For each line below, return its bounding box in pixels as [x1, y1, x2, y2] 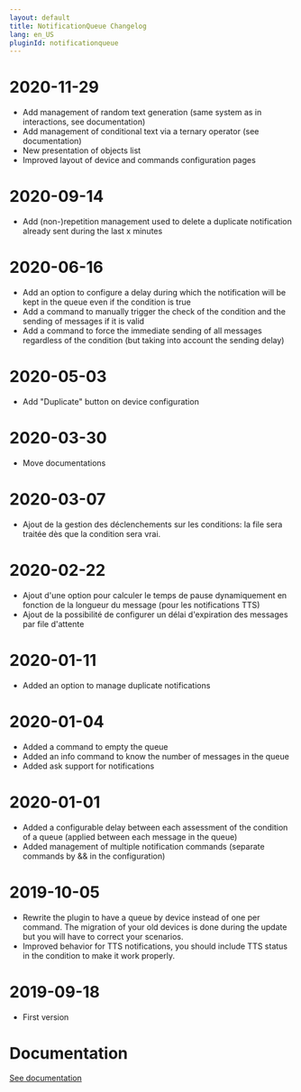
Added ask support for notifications [22, 760, 155, 771]
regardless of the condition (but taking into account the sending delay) [22, 335, 285, 346]
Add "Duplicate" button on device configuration [22, 396, 200, 406]
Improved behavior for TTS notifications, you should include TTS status [22, 941, 288, 951]
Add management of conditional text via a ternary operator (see [22, 126, 260, 137]
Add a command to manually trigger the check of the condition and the [22, 306, 287, 317]
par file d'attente [22, 618, 85, 629]
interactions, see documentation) [22, 116, 146, 127]
